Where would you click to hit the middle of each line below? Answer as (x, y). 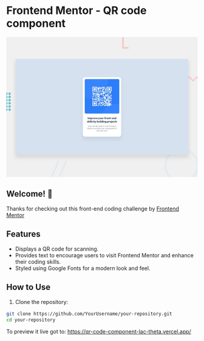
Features (23, 234)
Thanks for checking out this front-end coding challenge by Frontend (93, 208)
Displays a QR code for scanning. (57, 249)
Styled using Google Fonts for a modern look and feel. (83, 268)
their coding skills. (38, 262)
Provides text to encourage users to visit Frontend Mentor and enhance (104, 255)
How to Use (29, 287)
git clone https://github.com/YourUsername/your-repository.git (89, 314)
